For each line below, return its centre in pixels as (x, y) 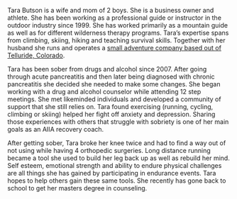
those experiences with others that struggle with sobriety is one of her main (118, 122)
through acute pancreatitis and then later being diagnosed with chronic (111, 76)
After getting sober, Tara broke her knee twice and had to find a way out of (117, 143)
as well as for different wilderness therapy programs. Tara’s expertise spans (118, 33)
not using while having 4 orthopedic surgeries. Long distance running (109, 150)
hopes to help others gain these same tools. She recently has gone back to (117, 181)
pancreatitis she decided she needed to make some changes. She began (114, 84)
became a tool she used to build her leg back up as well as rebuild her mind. (119, 158)
